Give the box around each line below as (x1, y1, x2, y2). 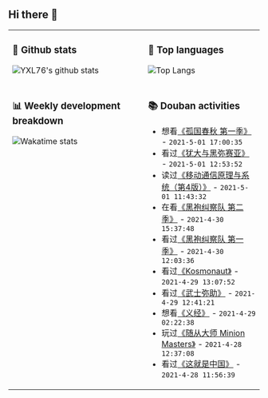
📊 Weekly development (12, 99, 121, 112)
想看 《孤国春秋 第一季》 (161, 125, 252, 137)
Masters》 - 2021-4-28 (161, 338, 242, 349)
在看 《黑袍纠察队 (161, 201, 226, 213)
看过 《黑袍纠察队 (161, 233, 226, 245)
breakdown (12, 114, 64, 127)
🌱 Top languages (148, 44, 225, 57)
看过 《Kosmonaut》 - (161, 265, 239, 277)
